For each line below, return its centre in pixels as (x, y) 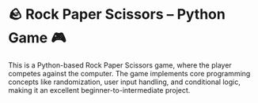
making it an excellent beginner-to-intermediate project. (99, 90)
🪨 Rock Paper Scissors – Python (117, 15)
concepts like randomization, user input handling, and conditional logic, (125, 82)
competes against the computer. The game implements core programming (129, 73)
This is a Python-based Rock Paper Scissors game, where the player (120, 65)
